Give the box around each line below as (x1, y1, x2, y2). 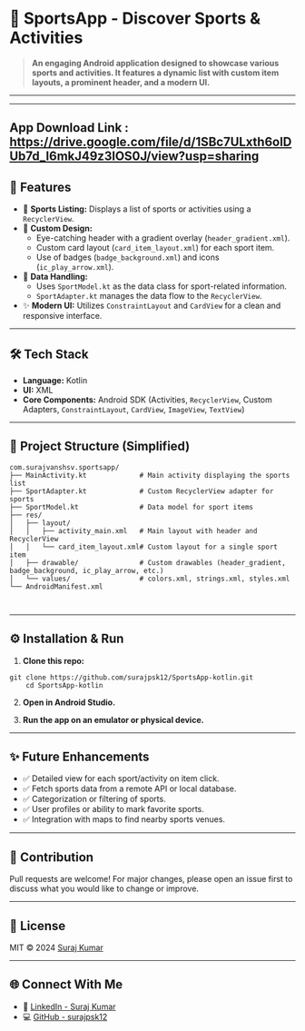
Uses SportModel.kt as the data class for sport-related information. (35, 281, 288, 292)
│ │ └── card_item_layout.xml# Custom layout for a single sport (9, 542, 279, 551)
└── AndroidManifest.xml (9, 581, 103, 591)
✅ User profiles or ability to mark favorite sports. (22, 804, 204, 815)
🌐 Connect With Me (9, 976, 123, 993)
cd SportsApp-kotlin (25, 680, 103, 689)
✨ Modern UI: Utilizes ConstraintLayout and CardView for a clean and (22, 300, 281, 312)
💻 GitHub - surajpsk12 (22, 1011, 108, 1022)
